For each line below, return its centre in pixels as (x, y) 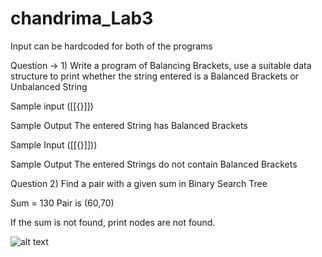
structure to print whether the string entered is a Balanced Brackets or (154, 76)
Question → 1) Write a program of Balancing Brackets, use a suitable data (161, 65)
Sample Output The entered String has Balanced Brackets (129, 125)
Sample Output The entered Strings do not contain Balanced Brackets (154, 164)
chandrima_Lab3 (82, 18)
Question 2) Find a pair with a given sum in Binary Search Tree (139, 183)
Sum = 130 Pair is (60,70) (62, 203)
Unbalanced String (49, 86)
